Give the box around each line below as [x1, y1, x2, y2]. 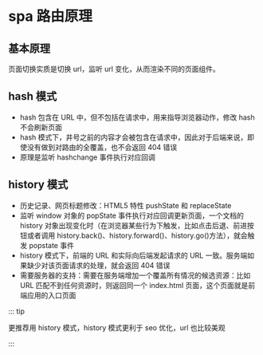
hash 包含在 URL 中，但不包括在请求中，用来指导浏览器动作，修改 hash [19, 112, 255, 122]
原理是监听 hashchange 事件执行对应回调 [19, 152, 155, 162]
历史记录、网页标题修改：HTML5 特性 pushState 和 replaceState [19, 200, 232, 210]
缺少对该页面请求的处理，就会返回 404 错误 [26, 260, 171, 270]
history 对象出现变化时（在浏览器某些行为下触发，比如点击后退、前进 [19, 220, 247, 230]
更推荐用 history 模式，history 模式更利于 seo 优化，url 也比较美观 [8, 322, 226, 332]
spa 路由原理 [8, 7, 93, 26]
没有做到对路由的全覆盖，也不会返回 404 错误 [26, 142, 178, 152]
